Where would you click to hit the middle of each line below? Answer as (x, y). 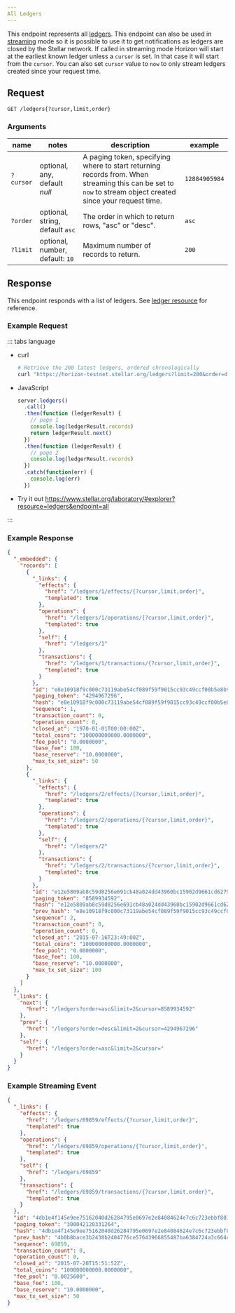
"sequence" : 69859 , (42, 1244)
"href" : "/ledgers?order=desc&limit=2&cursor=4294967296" (112, 1029)
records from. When (116, 174)
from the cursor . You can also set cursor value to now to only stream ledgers (116, 63)
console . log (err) (56, 479)
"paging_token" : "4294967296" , (78, 696)
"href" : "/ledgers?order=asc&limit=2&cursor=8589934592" (111, 1009)
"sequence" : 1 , (55, 709)
